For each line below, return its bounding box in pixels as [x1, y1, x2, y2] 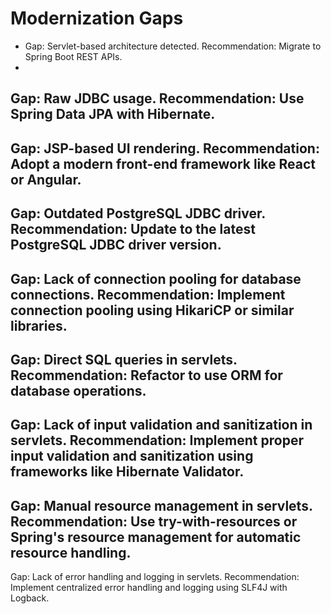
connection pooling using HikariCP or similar [10, 302, 295, 319]
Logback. [10, 592, 50, 604]
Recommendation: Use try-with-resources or [10, 513, 298, 530]
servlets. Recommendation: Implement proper [10, 432, 304, 449]
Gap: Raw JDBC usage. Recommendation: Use [10, 90, 305, 107]
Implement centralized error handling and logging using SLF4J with [10, 582, 288, 594]
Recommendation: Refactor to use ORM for [10, 367, 283, 384]
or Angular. [10, 171, 82, 188]
